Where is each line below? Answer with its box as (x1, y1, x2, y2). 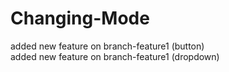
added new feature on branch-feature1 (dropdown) (10, 50, 220, 62)
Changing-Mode (10, 7, 150, 30)
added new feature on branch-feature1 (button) (10, 40, 205, 52)
